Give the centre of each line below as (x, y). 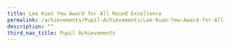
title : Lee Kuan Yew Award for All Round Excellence (85, 13)
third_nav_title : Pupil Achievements (61, 33)
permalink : (23, 20)
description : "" (30, 26)
